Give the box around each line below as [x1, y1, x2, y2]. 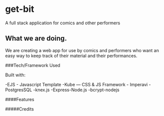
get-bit [5, 3, 34, 15]
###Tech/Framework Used [5, 62, 61, 68]
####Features [5, 96, 34, 102]
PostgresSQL [5, 87, 32, 93]
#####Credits [5, 106, 34, 112]
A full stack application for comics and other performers [5, 20, 121, 26]
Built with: [5, 72, 26, 78]
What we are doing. [5, 34, 67, 43]
